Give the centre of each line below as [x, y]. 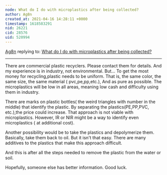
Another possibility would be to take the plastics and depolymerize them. [80, 132]
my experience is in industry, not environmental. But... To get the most [77, 71]
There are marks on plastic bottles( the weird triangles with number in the [80, 102]
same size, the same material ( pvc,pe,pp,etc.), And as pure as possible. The [83, 81]
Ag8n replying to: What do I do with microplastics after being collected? [79, 51]
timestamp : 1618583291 [29, 24]
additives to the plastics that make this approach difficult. [64, 143]
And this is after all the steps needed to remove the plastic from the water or [83, 152]
